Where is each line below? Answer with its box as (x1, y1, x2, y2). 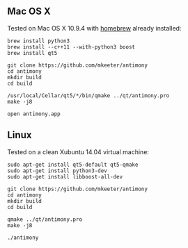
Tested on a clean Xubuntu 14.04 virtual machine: (7, 147, 150, 156)
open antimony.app (7, 110, 61, 117)
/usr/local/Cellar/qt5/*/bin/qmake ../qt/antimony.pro (7, 92, 170, 99)
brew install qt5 (7, 49, 58, 56)
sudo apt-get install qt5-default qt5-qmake (7, 161, 139, 168)
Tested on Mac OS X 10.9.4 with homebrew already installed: (7, 24, 182, 32)
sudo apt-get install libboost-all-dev (7, 173, 123, 180)
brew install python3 (7, 38, 70, 44)
